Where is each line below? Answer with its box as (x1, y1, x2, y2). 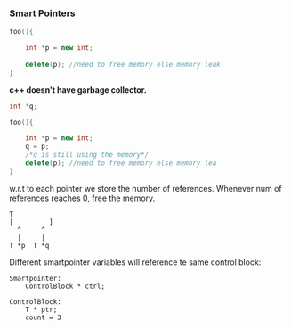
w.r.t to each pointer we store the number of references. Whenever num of (9, 183, 282, 193)
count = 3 (25, 313, 62, 322)
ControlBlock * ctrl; (25, 282, 105, 291)
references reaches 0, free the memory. (9, 193, 156, 203)
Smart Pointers (9, 7, 76, 20)
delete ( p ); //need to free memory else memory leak (25, 60, 221, 69)
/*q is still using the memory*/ (25, 151, 150, 160)
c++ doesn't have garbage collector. (9, 84, 147, 95)
